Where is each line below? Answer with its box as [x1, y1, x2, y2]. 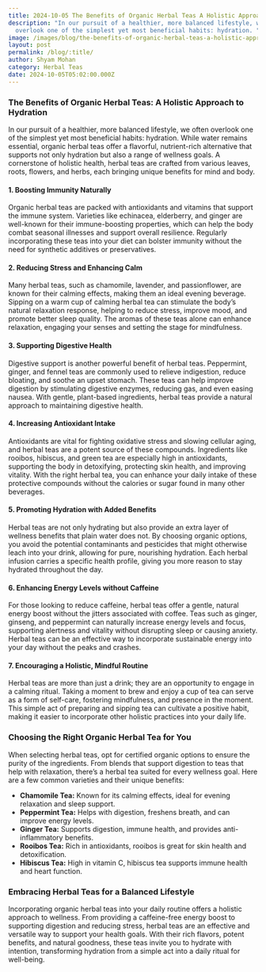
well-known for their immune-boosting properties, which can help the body [8, 220, 253, 229]
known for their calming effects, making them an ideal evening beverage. [8, 289, 247, 298]
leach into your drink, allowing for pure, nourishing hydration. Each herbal [8, 548, 248, 557]
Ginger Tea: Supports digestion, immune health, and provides [19, 824, 222, 833]
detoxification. [19, 849, 67, 859]
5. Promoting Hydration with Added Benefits [8, 505, 157, 515]
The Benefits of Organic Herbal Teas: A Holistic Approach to [8, 97, 244, 108]
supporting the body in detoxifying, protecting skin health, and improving [8, 461, 247, 471]
